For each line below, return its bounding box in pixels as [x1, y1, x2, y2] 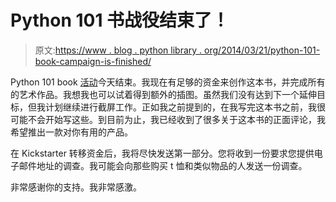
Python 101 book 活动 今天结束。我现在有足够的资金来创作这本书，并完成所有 [10, 76, 326, 88]
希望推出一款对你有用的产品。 [10, 126, 133, 138]
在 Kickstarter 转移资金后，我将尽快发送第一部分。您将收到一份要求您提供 [10, 147, 315, 159]
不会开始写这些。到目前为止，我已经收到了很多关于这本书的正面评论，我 [27, 113, 326, 125]
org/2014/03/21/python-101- [204, 44, 321, 56]
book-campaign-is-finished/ [34, 55, 152, 67]
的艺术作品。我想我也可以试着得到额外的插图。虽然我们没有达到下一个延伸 [10, 88, 317, 100]
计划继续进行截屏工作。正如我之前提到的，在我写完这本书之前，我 [44, 101, 317, 113]
